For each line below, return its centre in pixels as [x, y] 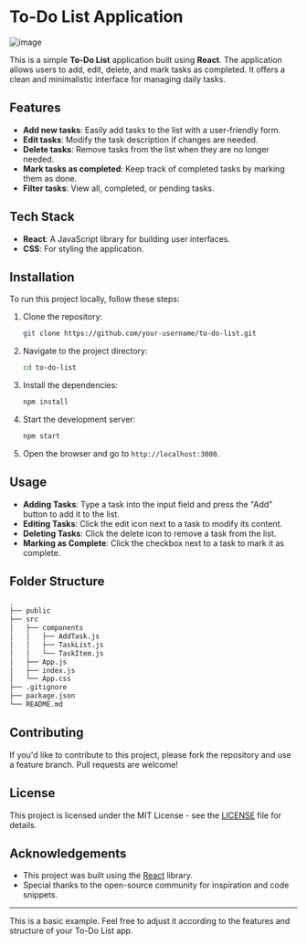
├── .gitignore [38, 688]
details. [23, 824]
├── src [24, 619]
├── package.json [42, 696]
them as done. [50, 178]
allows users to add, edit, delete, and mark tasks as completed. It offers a [148, 69]
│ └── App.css [40, 679]
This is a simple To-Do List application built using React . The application [146, 59]
